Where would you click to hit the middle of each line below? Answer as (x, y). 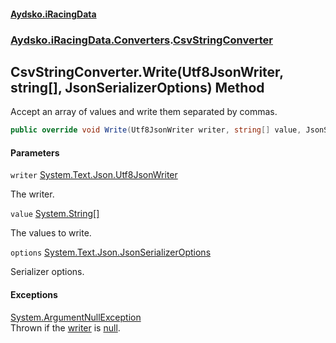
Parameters (35, 152)
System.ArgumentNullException (76, 317)
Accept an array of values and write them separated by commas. (144, 112)
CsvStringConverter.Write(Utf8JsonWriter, (147, 71)
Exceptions (34, 294)
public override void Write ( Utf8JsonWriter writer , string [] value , (156, 130)
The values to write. (51, 233)
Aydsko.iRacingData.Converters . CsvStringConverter (141, 40)
